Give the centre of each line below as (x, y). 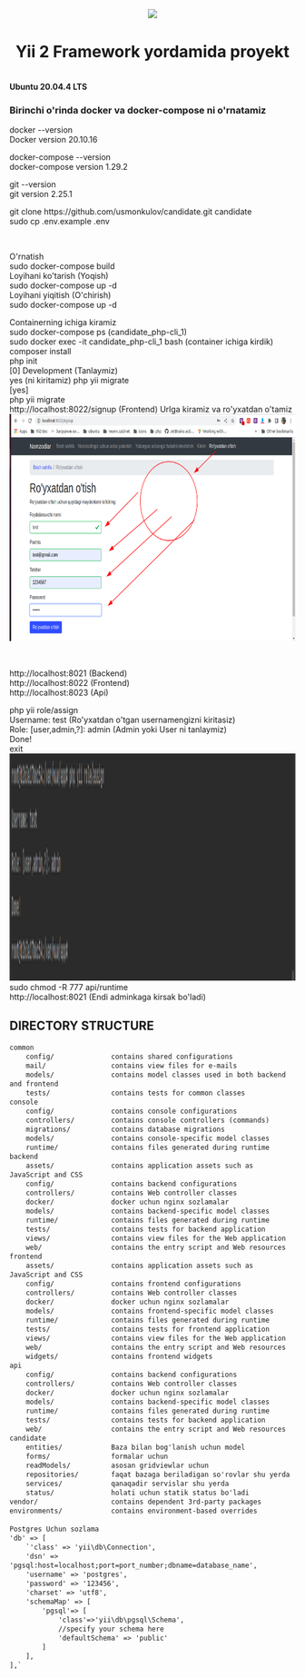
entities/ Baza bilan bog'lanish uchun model (136, 1448)
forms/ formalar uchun (97, 1457)
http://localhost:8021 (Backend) (69, 673)
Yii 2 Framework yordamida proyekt (152, 52)
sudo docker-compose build (62, 266)
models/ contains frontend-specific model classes (150, 1311)
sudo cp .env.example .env (60, 222)
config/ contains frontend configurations (134, 1284)
